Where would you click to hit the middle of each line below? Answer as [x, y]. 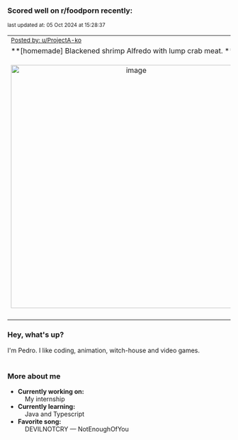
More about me [34, 376]
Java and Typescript [55, 414]
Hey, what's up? [36, 335]
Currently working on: [51, 391]
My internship [45, 399]
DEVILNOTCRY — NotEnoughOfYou [77, 429]
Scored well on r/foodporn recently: [70, 11]
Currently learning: [46, 406]
